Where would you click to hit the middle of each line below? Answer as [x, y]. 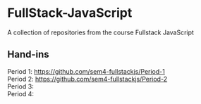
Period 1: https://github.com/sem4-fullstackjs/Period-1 [86, 71]
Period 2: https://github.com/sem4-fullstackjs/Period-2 [87, 79]
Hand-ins [28, 54]
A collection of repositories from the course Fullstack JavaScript [100, 32]
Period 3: [20, 86]
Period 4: [20, 93]
